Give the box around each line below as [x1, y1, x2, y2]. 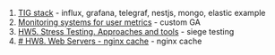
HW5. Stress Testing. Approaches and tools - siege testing [17, 27, 235, 36]
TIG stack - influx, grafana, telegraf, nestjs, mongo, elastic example [17, 8, 266, 18]
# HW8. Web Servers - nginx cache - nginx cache [17, 35, 202, 46]
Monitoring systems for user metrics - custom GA [17, 17, 202, 27]
